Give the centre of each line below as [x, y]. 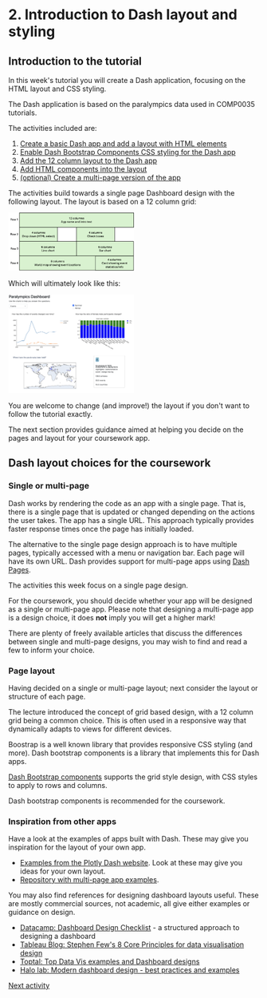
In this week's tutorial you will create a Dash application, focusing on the [127, 80]
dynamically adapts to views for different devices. [90, 729]
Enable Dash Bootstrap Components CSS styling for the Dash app [128, 152]
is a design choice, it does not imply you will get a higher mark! [112, 617]
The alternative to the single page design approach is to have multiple [123, 544]
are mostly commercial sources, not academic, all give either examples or [129, 904]
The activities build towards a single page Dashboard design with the [122, 193]
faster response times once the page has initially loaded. [101, 529]
